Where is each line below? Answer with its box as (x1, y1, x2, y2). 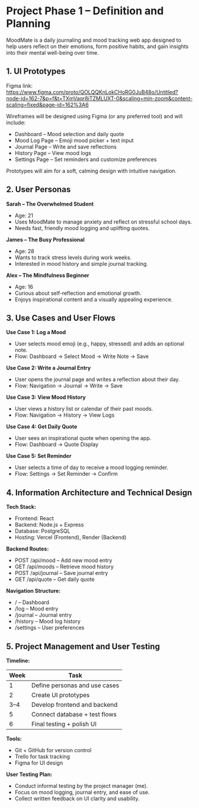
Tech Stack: (6, 504, 37, 511)
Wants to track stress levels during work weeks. (14, 254, 132, 261)
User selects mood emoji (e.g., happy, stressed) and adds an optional (14, 340, 185, 347)
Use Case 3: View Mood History (6, 394, 86, 401)
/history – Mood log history (14, 618, 81, 625)
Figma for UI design (14, 759, 63, 766)
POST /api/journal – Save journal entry (14, 570, 108, 577)
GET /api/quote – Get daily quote (14, 576, 95, 583)
